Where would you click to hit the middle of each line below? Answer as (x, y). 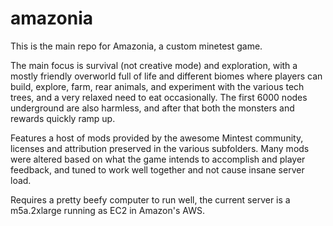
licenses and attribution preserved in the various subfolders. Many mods (160, 148)
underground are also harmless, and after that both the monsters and (152, 108)
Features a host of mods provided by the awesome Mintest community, (157, 138)
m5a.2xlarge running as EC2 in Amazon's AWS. (107, 210)
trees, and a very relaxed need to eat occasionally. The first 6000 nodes (159, 97)
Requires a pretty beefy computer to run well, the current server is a (150, 199)
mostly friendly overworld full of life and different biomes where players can (166, 76)
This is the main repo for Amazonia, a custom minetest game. (136, 46)
